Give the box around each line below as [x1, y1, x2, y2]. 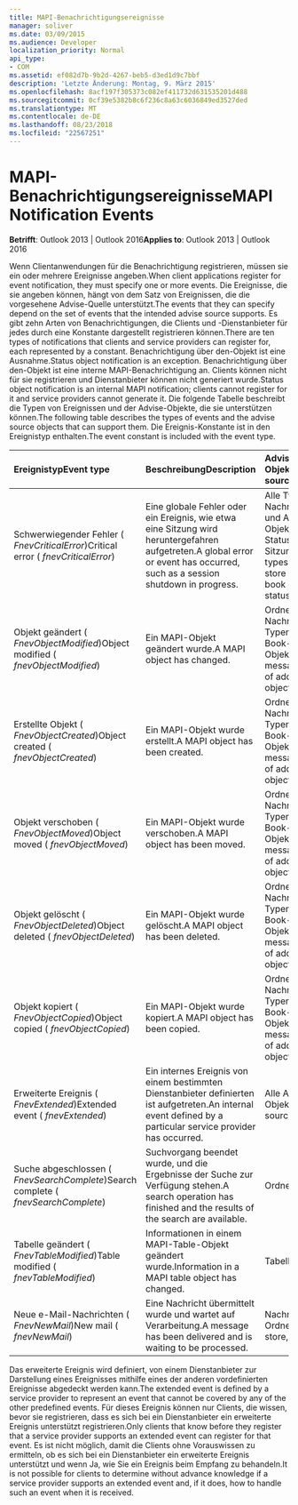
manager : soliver [9, 21, 74, 30]
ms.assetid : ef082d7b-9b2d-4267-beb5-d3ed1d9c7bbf [9, 71, 200, 80]
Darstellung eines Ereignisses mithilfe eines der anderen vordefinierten [9, 1373, 269, 1384]
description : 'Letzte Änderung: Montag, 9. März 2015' [9, 79, 216, 88]
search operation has [145, 1190, 234, 1203]
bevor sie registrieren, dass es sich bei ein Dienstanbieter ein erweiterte [9, 1411, 272, 1422]
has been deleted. [145, 930, 221, 942]
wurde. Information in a [145, 1260, 239, 1272]
